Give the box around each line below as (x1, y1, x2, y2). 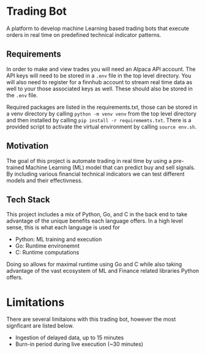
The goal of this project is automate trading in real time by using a (6, 157, 172, 164)
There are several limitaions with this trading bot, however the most (6, 315, 176, 323)
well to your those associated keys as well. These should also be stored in (6, 85, 193, 92)
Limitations (6, 295, 65, 309)
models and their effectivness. (6, 176, 83, 184)
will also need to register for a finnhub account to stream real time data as (6, 78, 193, 85)
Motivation (6, 141, 49, 151)
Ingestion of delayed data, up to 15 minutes (15, 334, 124, 342)
